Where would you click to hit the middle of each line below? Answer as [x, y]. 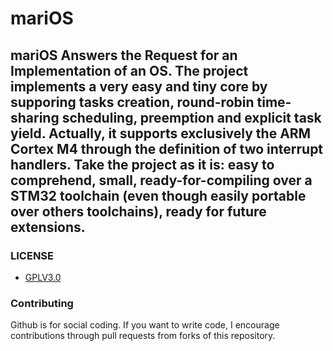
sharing [35, 117]
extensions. [48, 227]
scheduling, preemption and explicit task [191, 117]
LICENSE [32, 255]
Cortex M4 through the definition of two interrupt [167, 148]
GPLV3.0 [43, 277]
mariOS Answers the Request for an [124, 55]
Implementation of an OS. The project [129, 70]
